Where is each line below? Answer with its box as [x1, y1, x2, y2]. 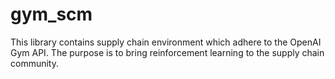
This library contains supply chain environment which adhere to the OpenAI [10, 36, 322, 48]
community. [10, 57, 59, 69]
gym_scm [10, 3, 93, 26]
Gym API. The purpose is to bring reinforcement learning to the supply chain [10, 46, 325, 58]
